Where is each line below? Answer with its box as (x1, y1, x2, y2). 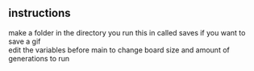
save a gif (8, 36, 41, 46)
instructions (8, 6, 71, 20)
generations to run (8, 53, 70, 63)
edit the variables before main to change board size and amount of (8, 44, 230, 55)
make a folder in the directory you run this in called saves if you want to (8, 27, 246, 37)
